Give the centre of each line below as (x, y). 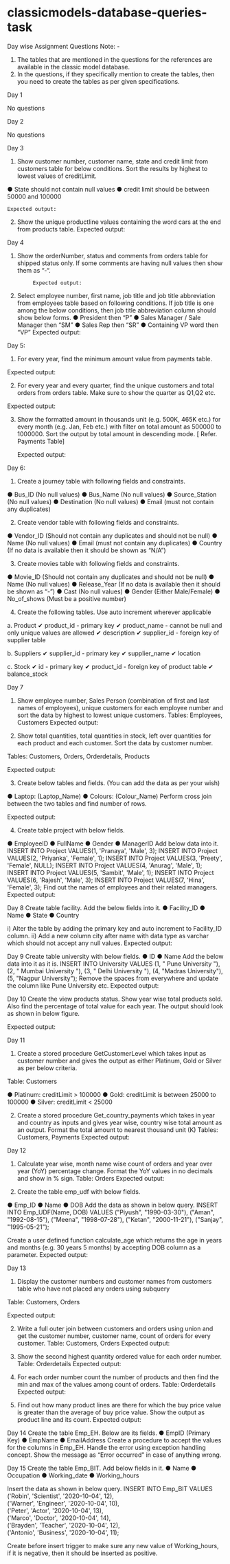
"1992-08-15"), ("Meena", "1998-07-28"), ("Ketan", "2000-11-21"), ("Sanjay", (115, 1219)
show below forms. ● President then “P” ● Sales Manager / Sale (109, 317)
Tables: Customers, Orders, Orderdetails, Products (79, 756)
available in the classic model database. (73, 67)
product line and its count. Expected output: (79, 1419)
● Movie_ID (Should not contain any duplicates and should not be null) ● (111, 577)
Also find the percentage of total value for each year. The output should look (115, 1006)
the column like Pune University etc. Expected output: (83, 985)
